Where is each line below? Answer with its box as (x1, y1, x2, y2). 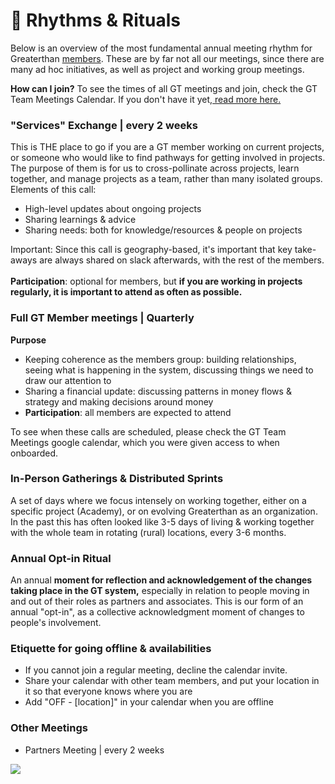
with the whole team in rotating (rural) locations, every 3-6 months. (10, 526, 287, 538)
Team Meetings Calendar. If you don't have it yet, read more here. (10, 93, 282, 105)
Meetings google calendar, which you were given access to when (10, 436, 280, 448)
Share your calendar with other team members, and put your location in (24, 675, 320, 687)
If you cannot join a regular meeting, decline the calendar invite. (24, 664, 288, 676)
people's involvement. (10, 617, 102, 629)
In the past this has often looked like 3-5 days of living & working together (10, 515, 315, 528)
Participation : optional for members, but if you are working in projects (10, 275, 303, 288)
